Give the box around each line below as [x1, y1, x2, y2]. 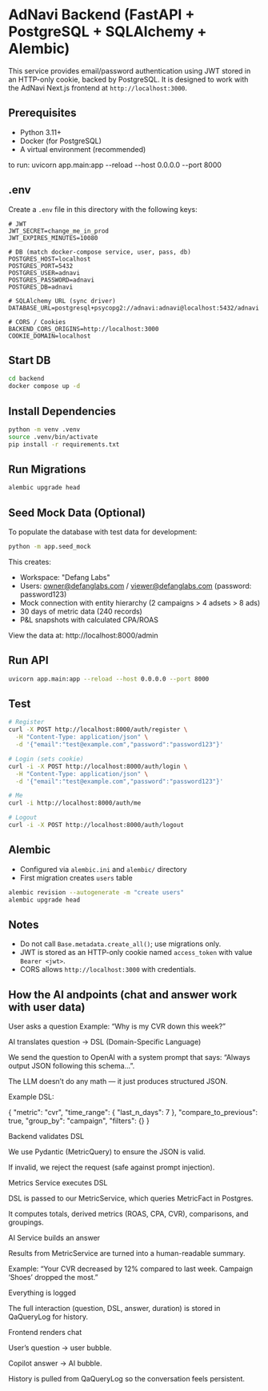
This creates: [8, 557, 52, 566]
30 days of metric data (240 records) [19, 606, 142, 616]
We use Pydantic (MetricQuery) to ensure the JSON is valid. [8, 1147, 206, 1157]
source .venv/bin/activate [8, 433, 98, 441]
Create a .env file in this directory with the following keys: [8, 204, 198, 214]
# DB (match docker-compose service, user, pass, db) [8, 248, 192, 256]
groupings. [8, 1217, 44, 1227]
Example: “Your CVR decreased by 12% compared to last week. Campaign [8, 1264, 254, 1273]
